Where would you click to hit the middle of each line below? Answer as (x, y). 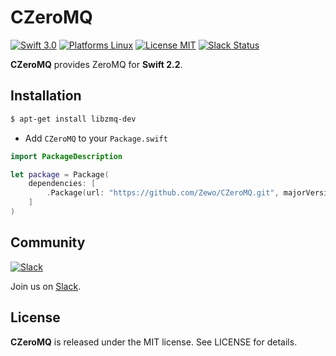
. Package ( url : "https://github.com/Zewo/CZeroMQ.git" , (163, 193)
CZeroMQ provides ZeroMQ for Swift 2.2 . (96, 64)
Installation (46, 96)
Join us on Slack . (46, 286)
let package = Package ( (60, 174)
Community (48, 242)
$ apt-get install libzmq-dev (73, 119)
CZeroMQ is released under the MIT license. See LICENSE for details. (154, 342)
